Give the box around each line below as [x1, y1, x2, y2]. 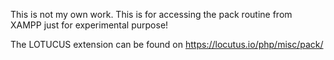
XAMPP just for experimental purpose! [10, 19, 169, 31]
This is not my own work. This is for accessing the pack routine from [10, 9, 293, 20]
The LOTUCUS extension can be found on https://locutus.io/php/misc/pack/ [10, 39, 324, 50]
